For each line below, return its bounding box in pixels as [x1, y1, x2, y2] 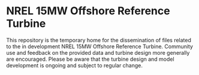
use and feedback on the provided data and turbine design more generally [6, 49, 190, 56]
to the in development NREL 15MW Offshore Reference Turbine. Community [6, 43, 194, 50]
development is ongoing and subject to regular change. [6, 61, 143, 69]
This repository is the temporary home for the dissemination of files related [6, 36, 192, 43]
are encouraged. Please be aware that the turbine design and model [6, 55, 175, 62]
